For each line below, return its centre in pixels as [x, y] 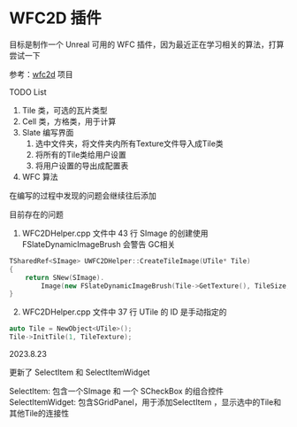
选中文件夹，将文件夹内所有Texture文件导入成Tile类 [129, 144]
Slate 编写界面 [48, 132]
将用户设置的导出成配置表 [82, 166]
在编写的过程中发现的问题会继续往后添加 [83, 195]
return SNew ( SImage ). [65, 277]
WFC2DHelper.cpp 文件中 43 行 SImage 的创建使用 [115, 233]
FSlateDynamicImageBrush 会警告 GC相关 [99, 244]
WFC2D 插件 [55, 18]
